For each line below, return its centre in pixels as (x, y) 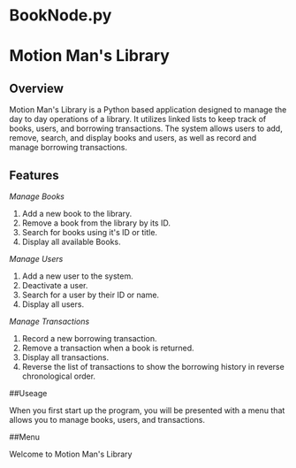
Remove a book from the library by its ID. (96, 223)
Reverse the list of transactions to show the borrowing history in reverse (153, 367)
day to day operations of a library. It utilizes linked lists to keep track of (138, 119)
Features (34, 175)
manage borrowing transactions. (68, 148)
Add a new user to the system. (78, 276)
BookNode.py (61, 15)
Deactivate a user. (55, 285)
